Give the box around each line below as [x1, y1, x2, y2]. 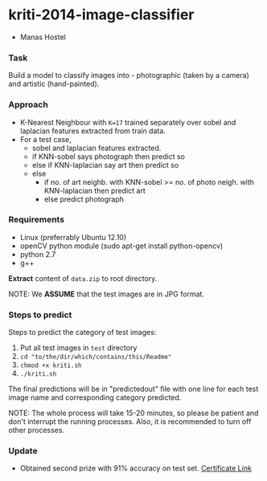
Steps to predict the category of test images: [8, 328, 157, 337]
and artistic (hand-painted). [8, 79, 100, 89]
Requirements [8, 214, 65, 226]
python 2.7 [19, 249, 56, 259]
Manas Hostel [19, 32, 66, 42]
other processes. [8, 426, 65, 435]
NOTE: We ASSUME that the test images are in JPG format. [8, 289, 205, 299]
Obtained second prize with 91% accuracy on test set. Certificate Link [19, 463, 252, 473]
